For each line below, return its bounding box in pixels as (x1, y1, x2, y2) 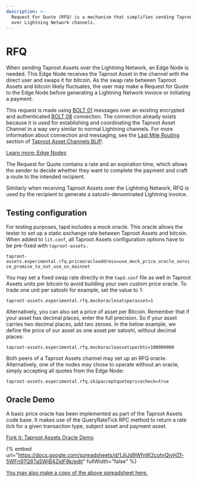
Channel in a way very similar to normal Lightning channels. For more (6, 126, 174, 133)
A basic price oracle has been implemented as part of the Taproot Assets (6, 410, 183, 417)
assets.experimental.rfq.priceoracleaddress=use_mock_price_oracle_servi (6, 259, 191, 265)
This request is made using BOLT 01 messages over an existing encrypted (6, 107, 185, 114)
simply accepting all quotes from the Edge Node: (6, 368, 124, 375)
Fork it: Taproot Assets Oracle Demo (6, 434, 94, 441)
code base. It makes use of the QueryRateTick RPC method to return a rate (6, 416, 187, 423)
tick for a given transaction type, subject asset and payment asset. (6, 422, 167, 429)
